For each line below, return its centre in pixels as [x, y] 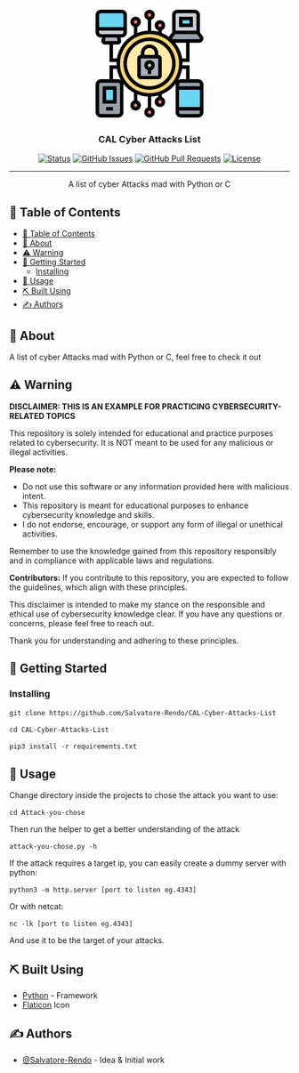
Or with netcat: [36, 907]
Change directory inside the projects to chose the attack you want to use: [144, 795]
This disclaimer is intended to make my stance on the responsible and [137, 604]
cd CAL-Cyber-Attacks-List [59, 730]
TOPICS [61, 415]
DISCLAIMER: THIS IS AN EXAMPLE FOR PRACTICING [110, 406]
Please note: [33, 469]
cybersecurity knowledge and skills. [88, 514]
